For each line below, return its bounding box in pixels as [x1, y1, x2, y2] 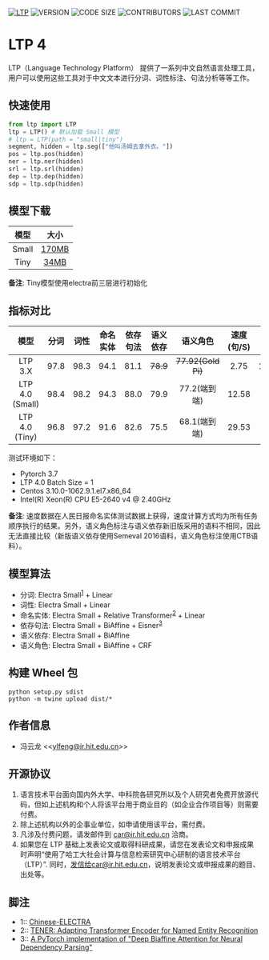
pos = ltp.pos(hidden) [8, 150, 84, 158]
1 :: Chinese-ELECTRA [19, 917, 91, 927]
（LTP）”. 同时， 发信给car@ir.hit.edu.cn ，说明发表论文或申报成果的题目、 [19, 860, 260, 870]
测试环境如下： [8, 453, 58, 463]
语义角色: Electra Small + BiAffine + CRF [19, 641, 152, 650]
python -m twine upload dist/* [8, 694, 113, 703]
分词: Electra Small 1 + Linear [19, 589, 114, 599]
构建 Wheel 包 [8, 666, 78, 680]
